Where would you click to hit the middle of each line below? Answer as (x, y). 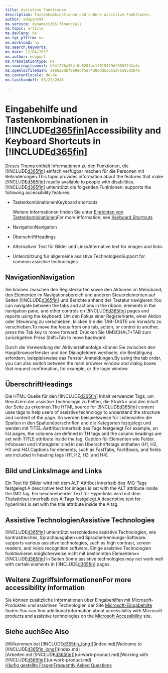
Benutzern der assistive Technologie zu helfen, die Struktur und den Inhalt (82, 402)
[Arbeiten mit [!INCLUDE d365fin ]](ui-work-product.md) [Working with (77, 654)
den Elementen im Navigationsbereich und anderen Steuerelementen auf (80, 295)
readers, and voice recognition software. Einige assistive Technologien (78, 548)
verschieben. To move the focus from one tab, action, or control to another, (82, 326)
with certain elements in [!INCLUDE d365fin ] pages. (58, 564)
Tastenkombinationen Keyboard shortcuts (55, 202)
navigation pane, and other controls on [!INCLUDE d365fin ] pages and (77, 311)
